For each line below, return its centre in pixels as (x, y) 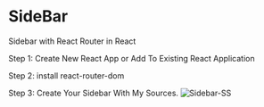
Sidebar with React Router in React (72, 41)
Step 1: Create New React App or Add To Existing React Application (132, 58)
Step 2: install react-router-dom (66, 75)
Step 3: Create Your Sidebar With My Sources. (94, 93)
